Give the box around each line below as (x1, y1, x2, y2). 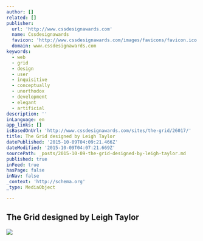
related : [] (6, 15, 36, 21)
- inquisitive (12, 77, 47, 83)
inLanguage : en (6, 116, 45, 122)
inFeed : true (6, 162, 40, 168)
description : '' (6, 111, 47, 117)
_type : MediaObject (6, 184, 56, 190)
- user (12, 71, 29, 77)
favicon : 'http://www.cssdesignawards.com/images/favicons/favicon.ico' (12, 37, 200, 43)
